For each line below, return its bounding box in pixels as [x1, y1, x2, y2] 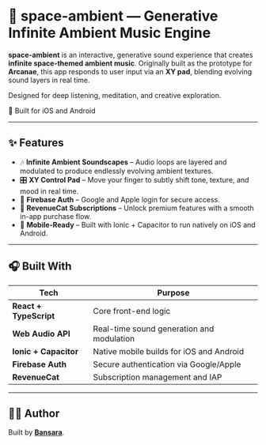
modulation [93, 333, 135, 344]
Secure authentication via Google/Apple [93, 359, 241, 370]
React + [12, 300, 42, 311]
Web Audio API [12, 328, 70, 339]
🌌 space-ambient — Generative [8, 7, 218, 25]
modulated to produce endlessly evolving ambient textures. [19, 166, 214, 175]
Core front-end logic [93, 305, 171, 316]
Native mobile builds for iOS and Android [93, 345, 244, 356]
